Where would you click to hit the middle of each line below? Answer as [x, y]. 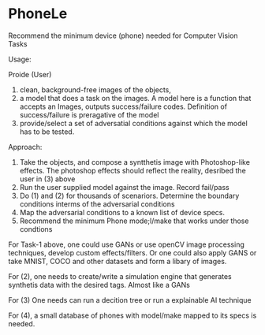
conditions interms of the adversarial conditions [97, 204]
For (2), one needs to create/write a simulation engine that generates [120, 276]
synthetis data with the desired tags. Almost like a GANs [99, 285]
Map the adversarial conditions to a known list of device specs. [122, 212]
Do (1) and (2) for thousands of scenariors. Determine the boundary [129, 195]
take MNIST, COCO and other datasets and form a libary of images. [118, 261]
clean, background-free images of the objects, [95, 89]
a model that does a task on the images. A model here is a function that [135, 98]
